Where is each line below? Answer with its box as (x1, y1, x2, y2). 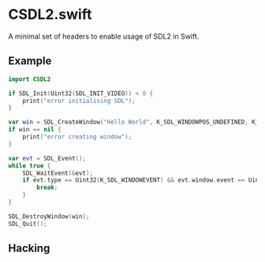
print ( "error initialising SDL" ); (22, 97, 136, 105)
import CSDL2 (8, 75, 51, 83)
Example (8, 54, 52, 68)
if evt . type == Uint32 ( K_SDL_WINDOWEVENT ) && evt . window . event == (22, 176, 245, 184)
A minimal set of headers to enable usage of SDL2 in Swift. (8, 31, 200, 41)
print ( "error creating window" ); (22, 133, 132, 141)
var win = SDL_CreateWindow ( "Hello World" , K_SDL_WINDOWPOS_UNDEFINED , (8, 118, 248, 127)
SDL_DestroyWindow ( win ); (8, 212, 90, 220)
